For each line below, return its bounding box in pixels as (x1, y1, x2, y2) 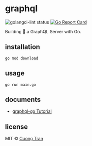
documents (5, 95, 41, 103)
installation (5, 43, 40, 51)
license (5, 122, 28, 131)
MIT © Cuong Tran (5, 136, 43, 142)
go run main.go (5, 82, 36, 87)
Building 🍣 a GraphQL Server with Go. (5, 28, 82, 34)
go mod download (5, 56, 38, 61)
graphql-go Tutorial (12, 108, 52, 114)
